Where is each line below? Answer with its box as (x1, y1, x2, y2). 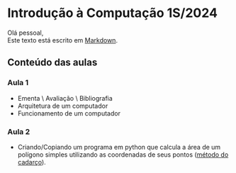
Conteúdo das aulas (7, 57, 98, 69)
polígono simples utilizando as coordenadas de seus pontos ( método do (17, 150, 229, 159)
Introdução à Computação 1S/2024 (7, 5, 218, 21)
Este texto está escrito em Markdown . (7, 35, 118, 44)
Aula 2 (7, 126, 30, 136)
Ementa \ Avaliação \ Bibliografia (17, 94, 113, 102)
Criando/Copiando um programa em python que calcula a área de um (17, 143, 221, 151)
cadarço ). (17, 157, 46, 166)
